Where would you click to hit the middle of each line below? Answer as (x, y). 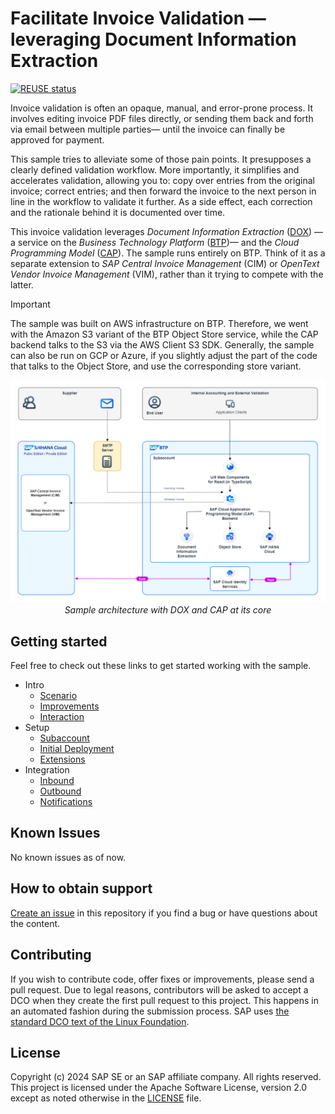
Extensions (62, 759)
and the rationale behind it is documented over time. (118, 212)
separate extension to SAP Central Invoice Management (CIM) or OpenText (165, 263)
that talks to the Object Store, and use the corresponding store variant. (156, 366)
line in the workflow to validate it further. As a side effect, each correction (161, 201)
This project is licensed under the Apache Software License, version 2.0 (159, 1088)
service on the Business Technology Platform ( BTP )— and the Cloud (158, 242)
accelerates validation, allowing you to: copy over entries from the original (162, 180)
